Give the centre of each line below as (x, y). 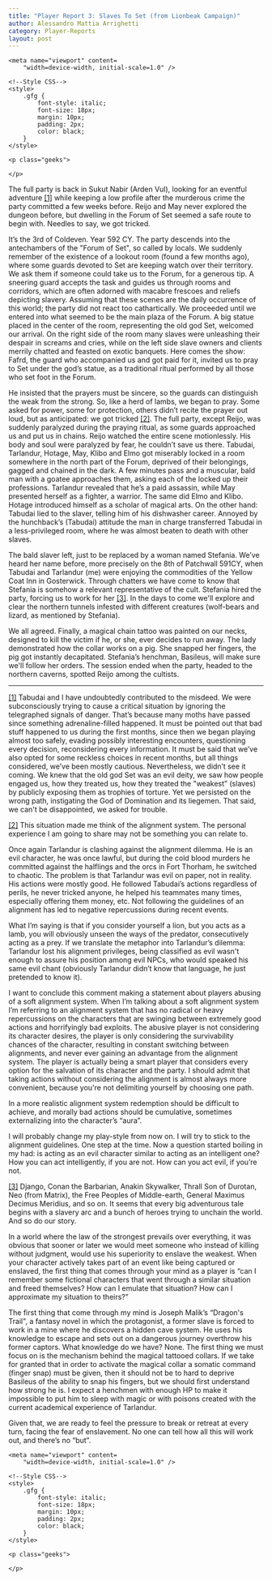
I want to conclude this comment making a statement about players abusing (135, 993)
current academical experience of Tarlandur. (83, 1407)
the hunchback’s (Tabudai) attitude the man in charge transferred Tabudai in (136, 522)
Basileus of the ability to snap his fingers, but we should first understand (129, 1382)
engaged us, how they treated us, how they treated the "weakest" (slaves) (132, 784)
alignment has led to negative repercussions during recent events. (119, 910)
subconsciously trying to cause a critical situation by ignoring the (117, 706)
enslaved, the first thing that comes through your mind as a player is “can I (132, 1271)
